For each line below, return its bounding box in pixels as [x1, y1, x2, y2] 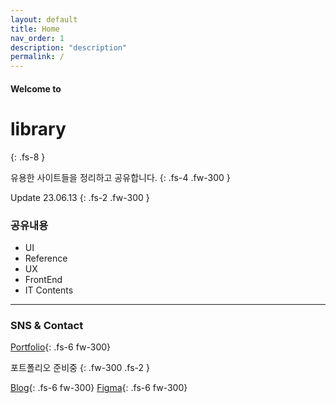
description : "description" [10, 42, 128, 53]
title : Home [10, 24, 60, 34]
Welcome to [10, 82, 62, 95]
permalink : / [10, 52, 65, 62]
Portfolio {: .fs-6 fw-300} [10, 341, 112, 353]
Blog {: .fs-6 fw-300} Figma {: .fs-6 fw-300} [10, 382, 188, 394]
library [10, 117, 67, 140]
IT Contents [24, 284, 74, 296]
